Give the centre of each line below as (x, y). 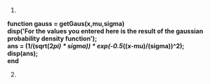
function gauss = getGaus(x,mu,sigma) (66, 23)
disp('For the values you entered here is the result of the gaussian (105, 31)
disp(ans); (23, 53)
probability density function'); (52, 38)
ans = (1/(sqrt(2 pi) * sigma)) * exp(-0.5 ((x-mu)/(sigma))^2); (96, 46)
